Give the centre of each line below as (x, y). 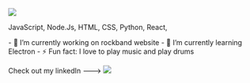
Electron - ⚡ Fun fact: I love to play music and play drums (101, 51)
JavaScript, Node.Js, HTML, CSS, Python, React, (88, 27)
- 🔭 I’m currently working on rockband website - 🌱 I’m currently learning (125, 42)
